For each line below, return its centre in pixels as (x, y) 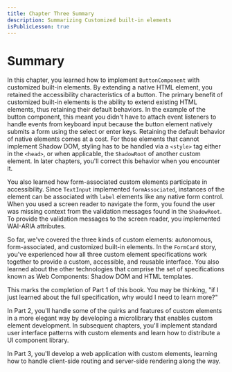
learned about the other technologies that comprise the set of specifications (116, 269)
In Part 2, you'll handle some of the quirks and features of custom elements (115, 311)
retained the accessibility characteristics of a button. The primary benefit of (115, 95)
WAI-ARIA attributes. (37, 226)
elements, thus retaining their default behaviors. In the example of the (106, 110)
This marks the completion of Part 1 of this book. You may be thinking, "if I (113, 290)
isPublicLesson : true (38, 26)
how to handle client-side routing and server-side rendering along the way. (114, 361)
